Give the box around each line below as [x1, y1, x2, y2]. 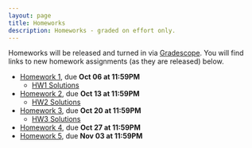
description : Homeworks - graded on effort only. [8, 26, 176, 34]
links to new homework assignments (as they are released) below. [8, 56, 224, 66]
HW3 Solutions [31, 115, 81, 124]
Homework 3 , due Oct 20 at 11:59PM [19, 106, 142, 115]
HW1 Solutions [31, 80, 79, 90]
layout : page [8, 11, 52, 20]
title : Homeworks [8, 19, 66, 27]
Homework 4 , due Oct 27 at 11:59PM [19, 123, 141, 132]
